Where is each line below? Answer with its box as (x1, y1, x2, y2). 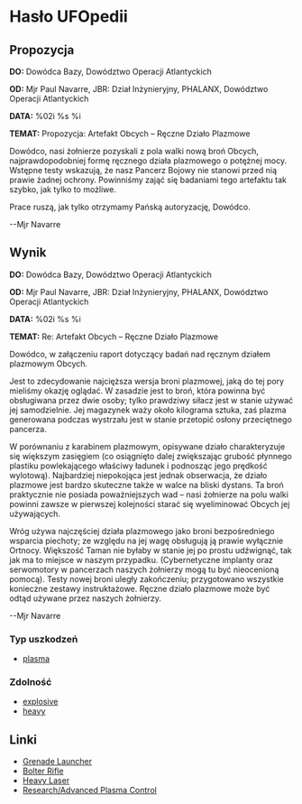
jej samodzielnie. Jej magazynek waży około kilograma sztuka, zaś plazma (9, 404, 287, 415)
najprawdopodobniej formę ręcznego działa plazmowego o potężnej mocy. (9, 155, 288, 166)
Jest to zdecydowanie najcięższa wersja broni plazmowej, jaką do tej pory (9, 375, 285, 386)
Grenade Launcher (22, 756, 93, 767)
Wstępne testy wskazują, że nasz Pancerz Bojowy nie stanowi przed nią (9, 165, 278, 175)
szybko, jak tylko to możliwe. (9, 184, 117, 195)
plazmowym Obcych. (9, 358, 88, 369)
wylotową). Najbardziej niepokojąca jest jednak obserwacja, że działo (9, 469, 268, 480)
